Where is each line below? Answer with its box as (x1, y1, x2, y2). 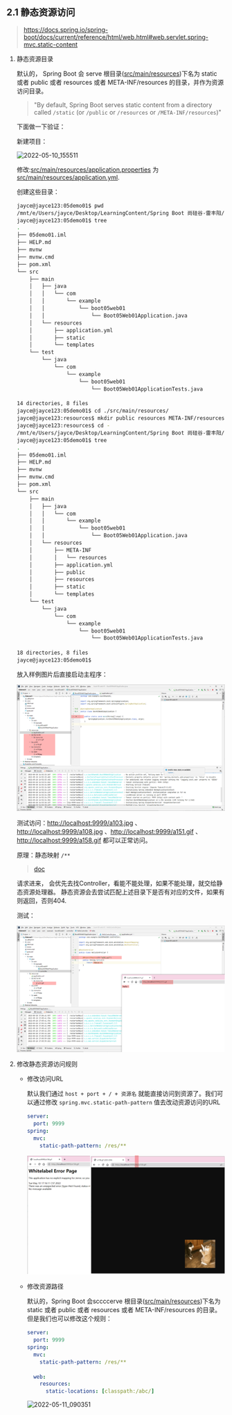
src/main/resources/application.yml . (16, 173, 121, 181)
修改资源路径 (26, 1282, 64, 1291)
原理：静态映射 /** (16, 851, 71, 860)
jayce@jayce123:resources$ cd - (16, 423, 110, 430)
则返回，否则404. (16, 897, 67, 905)
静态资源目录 (16, 54, 53, 63)
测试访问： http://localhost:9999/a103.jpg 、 (16, 819, 141, 827)
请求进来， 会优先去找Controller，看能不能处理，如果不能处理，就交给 (16, 879, 217, 888)
